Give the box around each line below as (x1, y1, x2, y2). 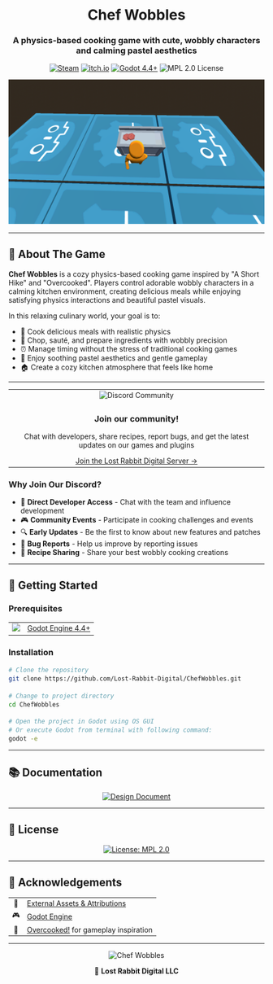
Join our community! (94, 413, 179, 424)
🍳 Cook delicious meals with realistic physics (19, 326, 171, 336)
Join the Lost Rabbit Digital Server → (75, 456, 198, 466)
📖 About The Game (8, 247, 106, 261)
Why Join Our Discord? (8, 479, 102, 490)
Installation (8, 646, 54, 658)
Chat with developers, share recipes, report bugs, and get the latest (24, 431, 249, 441)
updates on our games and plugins (78, 440, 195, 450)
